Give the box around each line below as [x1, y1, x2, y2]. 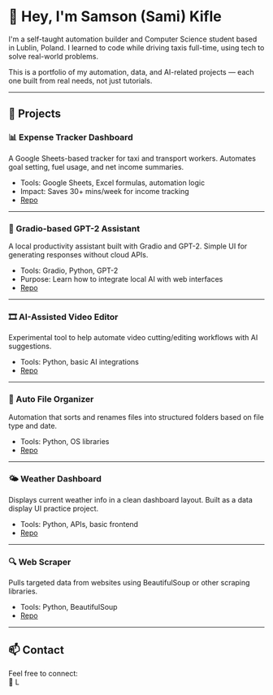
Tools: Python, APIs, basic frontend [19, 519, 139, 529]
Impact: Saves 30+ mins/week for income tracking [19, 186, 189, 196]
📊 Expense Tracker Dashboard [8, 132, 133, 143]
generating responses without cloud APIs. [8, 249, 149, 259]
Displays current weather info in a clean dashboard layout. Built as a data [8, 494, 253, 504]
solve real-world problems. [8, 51, 99, 61]
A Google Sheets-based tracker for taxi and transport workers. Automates [8, 153, 256, 163]
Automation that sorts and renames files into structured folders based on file [8, 412, 264, 421]
